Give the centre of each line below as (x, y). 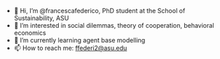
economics (30, 33)
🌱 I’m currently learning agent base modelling (80, 40)
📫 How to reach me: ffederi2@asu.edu (70, 48)
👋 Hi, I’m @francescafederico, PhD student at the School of (99, 11)
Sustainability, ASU (41, 18)
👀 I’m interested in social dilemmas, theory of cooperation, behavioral (114, 25)
